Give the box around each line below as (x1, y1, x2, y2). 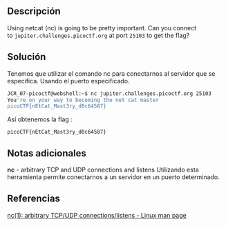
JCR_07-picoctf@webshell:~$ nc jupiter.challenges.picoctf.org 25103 (7, 90, 212, 97)
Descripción (7, 6, 61, 17)
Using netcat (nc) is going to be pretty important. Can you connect (7, 23, 197, 32)
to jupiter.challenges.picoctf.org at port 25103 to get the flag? (7, 31, 190, 39)
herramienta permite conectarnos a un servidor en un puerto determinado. (7, 173, 220, 181)
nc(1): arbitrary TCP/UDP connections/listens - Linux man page (7, 211, 187, 219)
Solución (7, 51, 46, 63)
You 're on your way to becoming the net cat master (7, 96, 159, 103)
